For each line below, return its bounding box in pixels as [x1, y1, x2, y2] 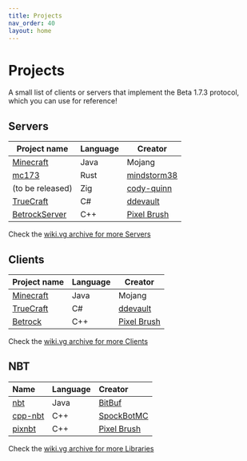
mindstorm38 [126, 170, 178, 181]
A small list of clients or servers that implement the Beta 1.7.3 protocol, [8, 87, 240, 97]
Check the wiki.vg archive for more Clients [8, 336, 149, 346]
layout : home [8, 26, 52, 34]
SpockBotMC [98, 410, 149, 421]
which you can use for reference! [8, 96, 118, 106]
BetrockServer [12, 209, 67, 220]
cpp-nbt [12, 410, 45, 421]
